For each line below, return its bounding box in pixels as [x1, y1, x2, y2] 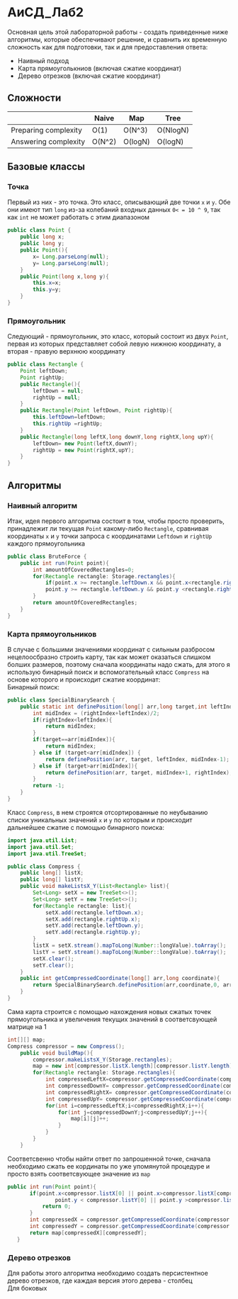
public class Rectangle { [7, 361, 84, 369]
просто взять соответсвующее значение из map [7, 1169, 151, 1178]
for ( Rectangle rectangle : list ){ [33, 902, 132, 909]
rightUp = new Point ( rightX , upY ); [33, 446, 135, 454]
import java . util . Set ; [7, 843, 74, 850]
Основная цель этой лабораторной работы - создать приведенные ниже [7, 28, 229, 36]
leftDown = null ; [33, 387, 84, 394]
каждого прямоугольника [7, 539, 86, 548]
